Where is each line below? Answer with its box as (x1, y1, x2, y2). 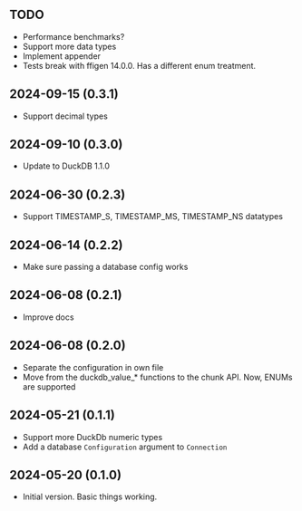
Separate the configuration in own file (22, 362, 164, 372)
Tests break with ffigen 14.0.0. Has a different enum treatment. (22, 60, 257, 71)
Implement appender (22, 50, 102, 62)
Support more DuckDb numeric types (22, 431, 163, 442)
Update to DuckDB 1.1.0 (22, 160, 111, 171)
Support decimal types (22, 111, 109, 121)
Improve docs (22, 312, 74, 323)
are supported (22, 381, 76, 392)
